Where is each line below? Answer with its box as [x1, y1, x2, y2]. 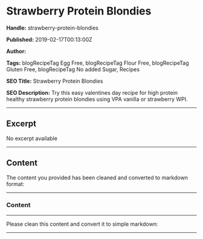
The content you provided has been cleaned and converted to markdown [6, 174, 188, 181]
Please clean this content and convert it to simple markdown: [6, 220, 158, 228]
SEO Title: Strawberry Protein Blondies [6, 77, 103, 84]
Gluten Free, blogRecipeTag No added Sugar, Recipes [6, 65, 140, 73]
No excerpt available [6, 135, 57, 142]
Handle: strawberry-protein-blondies [6, 24, 98, 31]
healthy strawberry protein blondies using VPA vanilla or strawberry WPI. [6, 95, 188, 103]
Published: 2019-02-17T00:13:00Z [6, 36, 92, 43]
